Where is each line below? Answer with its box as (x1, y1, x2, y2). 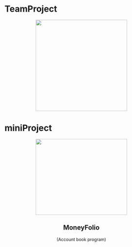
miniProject (4, 123, 52, 134)
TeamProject (4, 3, 57, 15)
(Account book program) (56, 236, 107, 242)
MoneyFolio (63, 224, 100, 232)
